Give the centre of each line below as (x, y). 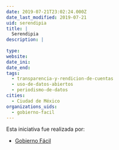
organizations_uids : (32, 106)
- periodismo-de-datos (40, 90)
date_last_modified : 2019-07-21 (46, 17)
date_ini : (19, 62)
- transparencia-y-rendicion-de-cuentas (62, 79)
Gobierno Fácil (33, 141)
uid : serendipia (26, 23)
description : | (25, 40)
